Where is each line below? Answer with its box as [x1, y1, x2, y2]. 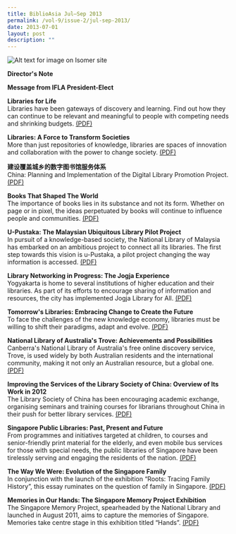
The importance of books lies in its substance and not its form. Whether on [7, 199, 225, 208]
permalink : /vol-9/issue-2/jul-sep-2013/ [7, 17, 131, 24]
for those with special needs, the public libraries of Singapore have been [7, 446, 218, 455]
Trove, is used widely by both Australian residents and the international [7, 351, 213, 360]
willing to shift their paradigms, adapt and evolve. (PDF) [7, 322, 168, 332]
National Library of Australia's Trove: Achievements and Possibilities [7, 336, 213, 345]
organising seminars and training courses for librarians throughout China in [7, 403, 225, 411]
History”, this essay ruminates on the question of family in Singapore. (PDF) [7, 483, 226, 491]
